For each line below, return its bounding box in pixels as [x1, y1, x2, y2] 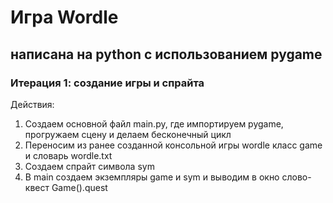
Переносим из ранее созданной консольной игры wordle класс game [24, 139, 323, 151]
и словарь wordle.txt [24, 149, 113, 161]
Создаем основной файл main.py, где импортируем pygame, [24, 117, 284, 130]
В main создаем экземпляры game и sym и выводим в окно [24, 171, 280, 183]
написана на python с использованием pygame [10, 46, 323, 63]
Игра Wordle [10, 6, 119, 29]
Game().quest [51, 181, 108, 193]
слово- [281, 171, 312, 183]
